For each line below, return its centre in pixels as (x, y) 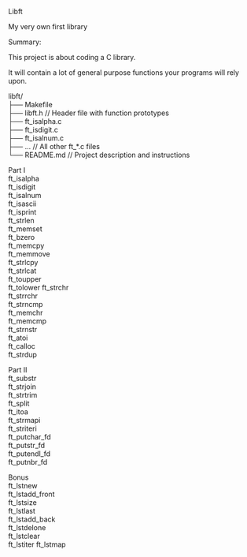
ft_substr (22, 378)
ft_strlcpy (23, 262)
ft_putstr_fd (27, 445)
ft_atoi (18, 338)
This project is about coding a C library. (72, 57)
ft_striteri (22, 428)
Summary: (25, 42)
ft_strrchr (23, 296)
